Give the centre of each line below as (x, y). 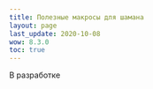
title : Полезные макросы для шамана (76, 17)
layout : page (33, 26)
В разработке (35, 75)
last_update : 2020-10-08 (55, 33)
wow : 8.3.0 (29, 42)
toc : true (27, 50)
